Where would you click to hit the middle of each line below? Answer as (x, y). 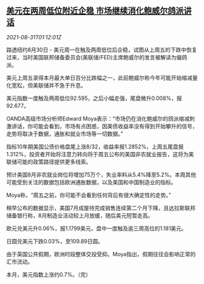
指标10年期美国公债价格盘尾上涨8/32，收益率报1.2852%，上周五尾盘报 (95, 147)
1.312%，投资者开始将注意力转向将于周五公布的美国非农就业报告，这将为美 (100, 154)
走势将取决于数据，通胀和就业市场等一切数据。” (65, 134)
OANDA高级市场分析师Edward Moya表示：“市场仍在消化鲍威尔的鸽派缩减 (98, 118)
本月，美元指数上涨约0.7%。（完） (49, 274)
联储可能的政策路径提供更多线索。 (49, 162)
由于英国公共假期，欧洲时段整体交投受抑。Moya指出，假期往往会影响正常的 (101, 254)
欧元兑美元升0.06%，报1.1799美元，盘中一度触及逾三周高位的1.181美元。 (97, 228)
